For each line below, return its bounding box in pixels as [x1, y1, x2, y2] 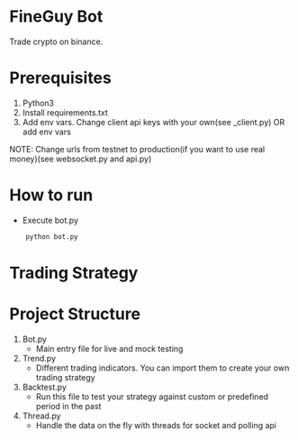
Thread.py [22, 410, 61, 421]
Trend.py [22, 353, 57, 363]
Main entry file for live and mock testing [35, 343, 184, 353]
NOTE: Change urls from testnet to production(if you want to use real [9, 143, 266, 154]
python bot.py [25, 232, 78, 241]
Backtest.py [22, 381, 68, 392]
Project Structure [9, 304, 141, 325]
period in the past [35, 400, 102, 411]
